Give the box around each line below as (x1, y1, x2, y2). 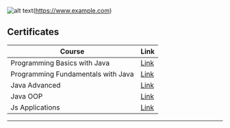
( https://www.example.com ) (33, 7, 112, 14)
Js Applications (10, 103, 60, 112)
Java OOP (10, 91, 43, 101)
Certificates (7, 26, 60, 38)
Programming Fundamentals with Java (10, 69, 134, 79)
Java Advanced (10, 80, 61, 90)
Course (60, 47, 85, 56)
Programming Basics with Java (10, 58, 110, 68)
